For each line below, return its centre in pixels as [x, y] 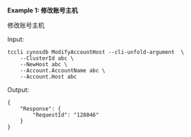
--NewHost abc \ [44, 65]
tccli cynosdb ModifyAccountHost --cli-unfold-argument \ [96, 52]
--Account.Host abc [49, 77]
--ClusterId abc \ [47, 58]
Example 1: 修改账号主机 [43, 10]
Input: [16, 39]
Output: [18, 90]
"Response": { [41, 109]
